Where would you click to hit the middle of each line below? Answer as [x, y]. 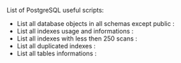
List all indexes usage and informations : [75, 31]
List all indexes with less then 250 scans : [77, 38]
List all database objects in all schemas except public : [95, 23]
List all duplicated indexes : [56, 46]
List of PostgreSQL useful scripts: [55, 10]
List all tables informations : [56, 53]
